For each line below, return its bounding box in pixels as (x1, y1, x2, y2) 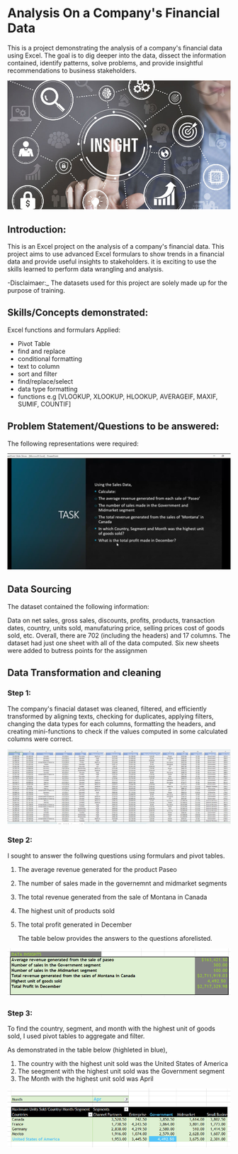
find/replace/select (17, 377, 74, 385)
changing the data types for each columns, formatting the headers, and (7, 719, 216, 728)
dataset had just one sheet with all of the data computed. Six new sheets (7, 638, 220, 647)
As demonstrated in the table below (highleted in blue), (7, 1046, 168, 1055)
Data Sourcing (7, 583, 72, 595)
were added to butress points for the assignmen (7, 646, 147, 654)
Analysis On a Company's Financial (7, 5, 220, 21)
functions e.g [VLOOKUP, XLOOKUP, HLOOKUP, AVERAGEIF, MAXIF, (17, 392, 218, 401)
